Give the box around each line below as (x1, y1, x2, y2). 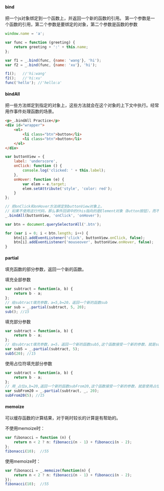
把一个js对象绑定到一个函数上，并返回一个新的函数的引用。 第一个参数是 (5, 15, 151, 21)
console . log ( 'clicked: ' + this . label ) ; (22, 168, 106, 173)
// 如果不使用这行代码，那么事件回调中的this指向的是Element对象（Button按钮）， (5, 209, 153, 213)
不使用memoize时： (5, 426, 45, 431)
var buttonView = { (5, 154, 45, 159)
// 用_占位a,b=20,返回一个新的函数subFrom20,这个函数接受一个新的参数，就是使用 (5, 384, 153, 389)
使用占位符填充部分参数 (5, 361, 52, 366)
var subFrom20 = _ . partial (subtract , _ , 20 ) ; (5, 388, 99, 393)
